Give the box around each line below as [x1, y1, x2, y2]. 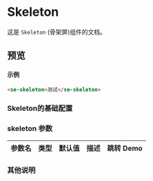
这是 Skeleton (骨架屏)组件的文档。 [7, 28, 107, 36]
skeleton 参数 [7, 124, 53, 134]
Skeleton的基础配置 [7, 104, 73, 114]
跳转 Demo [107, 143, 143, 153]
